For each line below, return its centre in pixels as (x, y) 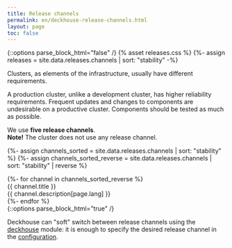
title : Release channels (43, 14)
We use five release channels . (51, 130)
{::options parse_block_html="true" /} (61, 208)
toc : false (23, 33)
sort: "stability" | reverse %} (47, 166)
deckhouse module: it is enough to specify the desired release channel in (112, 229)
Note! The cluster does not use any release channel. (82, 138)
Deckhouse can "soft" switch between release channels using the (101, 222)
